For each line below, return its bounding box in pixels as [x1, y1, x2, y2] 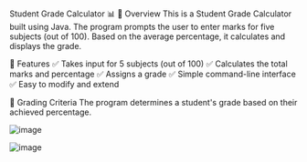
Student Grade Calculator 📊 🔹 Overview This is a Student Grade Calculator [9, 8, 292, 19]
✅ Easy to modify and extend [9, 79, 120, 89]
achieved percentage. [9, 106, 92, 117]
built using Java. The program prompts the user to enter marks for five [9, 22, 275, 32]
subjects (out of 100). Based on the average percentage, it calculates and [9, 31, 286, 42]
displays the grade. [9, 41, 82, 51]
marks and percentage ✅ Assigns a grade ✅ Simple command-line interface [9, 68, 297, 79]
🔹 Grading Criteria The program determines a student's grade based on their [9, 97, 298, 107]
